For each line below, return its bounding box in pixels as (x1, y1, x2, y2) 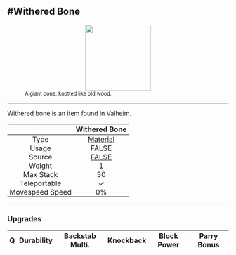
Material (87, 135, 115, 144)
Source (28, 152, 53, 162)
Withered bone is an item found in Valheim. (7, 109, 132, 117)
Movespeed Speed (9, 188, 72, 197)
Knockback (107, 235, 147, 245)
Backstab (64, 231, 96, 241)
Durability (18, 235, 53, 245)
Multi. (70, 240, 90, 249)
